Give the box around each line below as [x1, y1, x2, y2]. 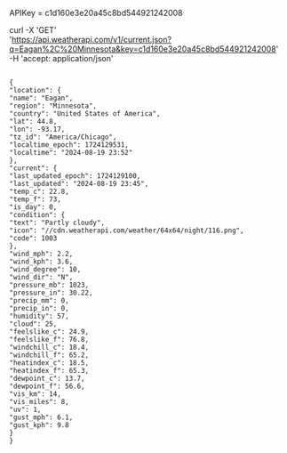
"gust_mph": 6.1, [9, 413, 74, 422]
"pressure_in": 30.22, [9, 288, 93, 297]
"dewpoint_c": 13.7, [9, 374, 86, 383]
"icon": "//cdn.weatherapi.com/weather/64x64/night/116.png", [9, 226, 244, 235]
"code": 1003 [9, 234, 58, 243]
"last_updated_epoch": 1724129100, [9, 172, 141, 181]
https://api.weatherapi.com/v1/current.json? [12, 35, 171, 44]
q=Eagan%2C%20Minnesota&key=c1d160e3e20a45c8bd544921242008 [9, 44, 277, 54]
